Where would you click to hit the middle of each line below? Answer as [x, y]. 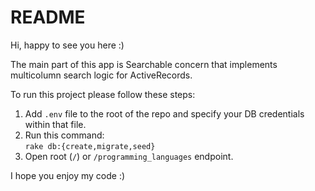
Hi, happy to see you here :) [67, 45]
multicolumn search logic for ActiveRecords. [101, 75]
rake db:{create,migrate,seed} [90, 146]
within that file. [55, 124]
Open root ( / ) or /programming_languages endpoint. [129, 156]
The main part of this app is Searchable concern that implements [144, 64]
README [48, 17]
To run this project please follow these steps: [103, 94]
